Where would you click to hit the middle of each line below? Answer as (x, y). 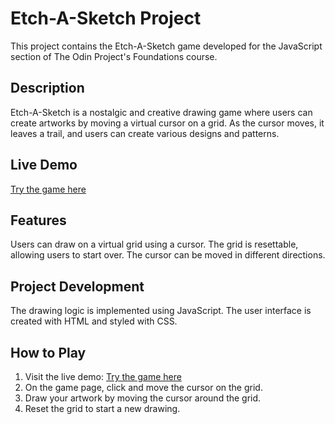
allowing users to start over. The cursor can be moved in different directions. (168, 255)
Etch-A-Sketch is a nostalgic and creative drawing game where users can (161, 112)
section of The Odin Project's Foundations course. (114, 56)
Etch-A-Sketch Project (106, 18)
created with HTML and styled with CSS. (94, 321)
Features (38, 220)
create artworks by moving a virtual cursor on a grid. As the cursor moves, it (167, 123)
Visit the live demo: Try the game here (103, 376)
